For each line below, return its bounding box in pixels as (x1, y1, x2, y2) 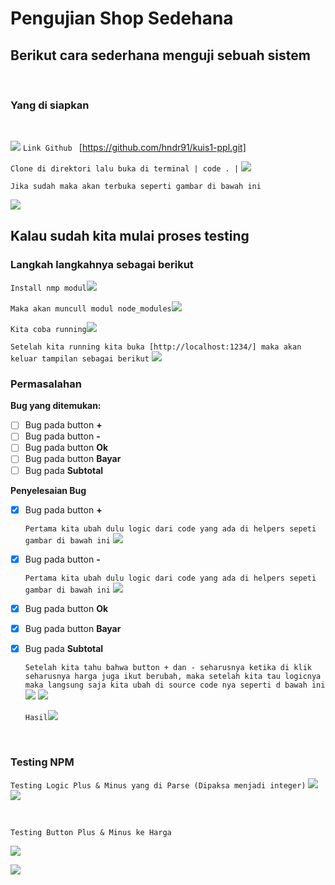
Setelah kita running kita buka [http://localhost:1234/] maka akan (10, 342, 302, 352)
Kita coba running (10, 324, 87, 334)
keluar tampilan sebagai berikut (10, 353, 150, 364)
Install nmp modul (10, 283, 87, 293)
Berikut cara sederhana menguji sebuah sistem (10, 47, 311, 64)
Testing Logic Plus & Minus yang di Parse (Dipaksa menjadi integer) (10, 781, 307, 791)
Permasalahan (10, 377, 82, 391)
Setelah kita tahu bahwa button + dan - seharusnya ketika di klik (24, 662, 312, 672)
